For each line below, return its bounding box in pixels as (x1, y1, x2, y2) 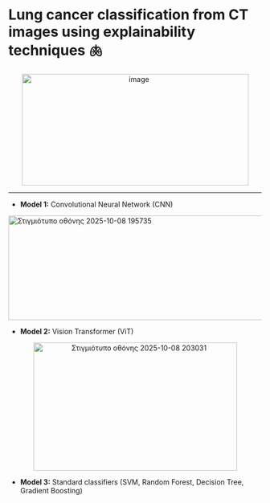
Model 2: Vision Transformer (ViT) (19, 326, 134, 336)
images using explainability (8, 22, 195, 41)
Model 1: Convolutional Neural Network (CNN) (19, 199, 174, 209)
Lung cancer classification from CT (8, 6, 249, 24)
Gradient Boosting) (19, 485, 83, 495)
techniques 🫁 (8, 42, 103, 59)
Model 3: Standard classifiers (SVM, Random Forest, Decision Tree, (19, 476, 244, 487)
